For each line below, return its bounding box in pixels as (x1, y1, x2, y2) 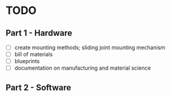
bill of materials (14, 51, 53, 58)
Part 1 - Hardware (5, 28, 73, 38)
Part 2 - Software (5, 82, 71, 93)
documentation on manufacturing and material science (14, 64, 152, 72)
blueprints (14, 58, 40, 65)
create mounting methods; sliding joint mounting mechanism (14, 44, 166, 51)
